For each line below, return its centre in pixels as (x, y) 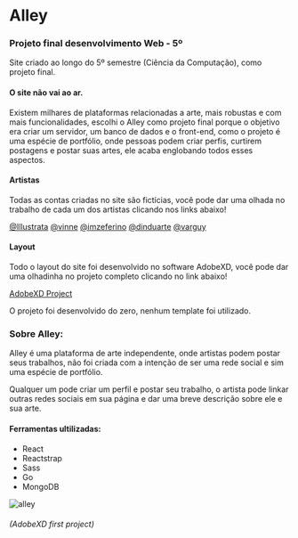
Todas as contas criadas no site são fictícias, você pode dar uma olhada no (147, 200)
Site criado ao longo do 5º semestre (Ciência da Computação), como (136, 62)
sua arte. (25, 408)
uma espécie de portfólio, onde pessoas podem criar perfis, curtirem (136, 141)
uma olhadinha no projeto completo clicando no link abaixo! (118, 276)
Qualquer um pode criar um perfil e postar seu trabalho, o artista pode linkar (149, 389)
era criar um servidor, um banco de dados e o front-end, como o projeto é (145, 131)
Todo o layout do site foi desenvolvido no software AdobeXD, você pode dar (149, 267)
